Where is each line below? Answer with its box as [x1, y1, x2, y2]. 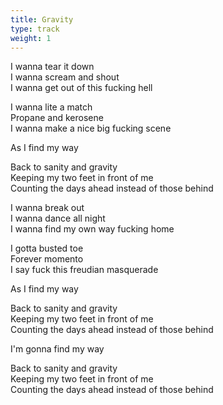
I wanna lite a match [10, 101, 93, 113]
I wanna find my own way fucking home [10, 223, 175, 235]
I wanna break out [10, 202, 85, 214]
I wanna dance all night [10, 212, 106, 225]
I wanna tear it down [10, 61, 95, 73]
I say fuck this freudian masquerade [10, 264, 159, 276]
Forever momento [10, 253, 84, 265]
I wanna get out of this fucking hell [10, 82, 153, 94]
